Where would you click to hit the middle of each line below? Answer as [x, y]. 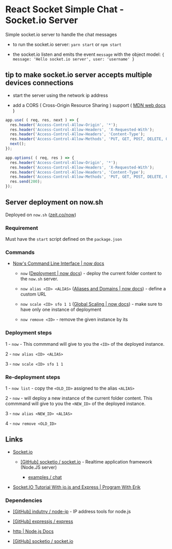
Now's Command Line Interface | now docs [58, 263]
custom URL [33, 294]
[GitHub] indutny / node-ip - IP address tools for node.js [72, 512]
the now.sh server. [39, 279]
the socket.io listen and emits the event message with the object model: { [89, 54]
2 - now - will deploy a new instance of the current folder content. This [79, 398]
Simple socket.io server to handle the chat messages [61, 34]
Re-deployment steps [33, 377]
